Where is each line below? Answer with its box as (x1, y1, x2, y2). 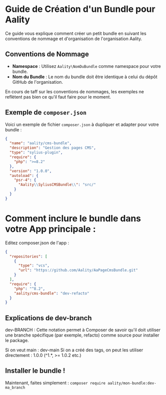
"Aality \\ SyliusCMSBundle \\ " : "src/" (18, 182, 96, 187)
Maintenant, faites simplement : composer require (5, 380, 106, 386)
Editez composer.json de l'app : (5, 239, 69, 246)
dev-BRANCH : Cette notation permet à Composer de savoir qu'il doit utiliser (5, 327, 161, 333)
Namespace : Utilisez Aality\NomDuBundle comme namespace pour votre (12, 63, 161, 69)
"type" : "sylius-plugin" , (9, 150, 63, 155)
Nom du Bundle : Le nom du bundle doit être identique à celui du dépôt (12, 73, 158, 80)
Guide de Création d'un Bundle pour (5, 3, 156, 15)
